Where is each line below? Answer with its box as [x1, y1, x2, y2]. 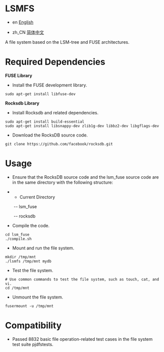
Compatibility [5, 320, 62, 331]
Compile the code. [12, 222, 50, 228]
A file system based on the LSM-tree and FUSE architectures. [5, 39, 130, 45]
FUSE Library [5, 72, 32, 79]
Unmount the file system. [12, 294, 63, 300]
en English [12, 19, 33, 25]
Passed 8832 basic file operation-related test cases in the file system [12, 336, 153, 342]
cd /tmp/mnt [5, 285, 29, 290]
